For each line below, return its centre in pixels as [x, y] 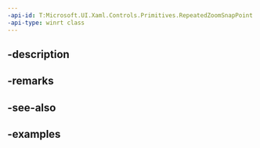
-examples [34, 134]
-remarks [31, 81]
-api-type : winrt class [46, 23]
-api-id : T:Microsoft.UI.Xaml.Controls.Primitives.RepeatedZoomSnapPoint [130, 15]
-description [38, 54]
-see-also [32, 108]
